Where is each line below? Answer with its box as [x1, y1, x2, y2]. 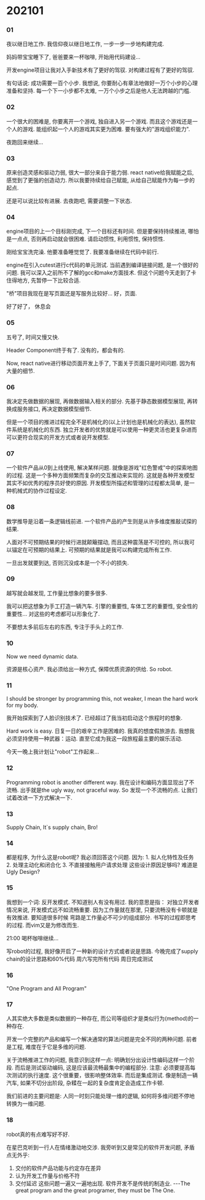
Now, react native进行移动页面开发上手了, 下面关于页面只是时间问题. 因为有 [6, 359, 196, 367]
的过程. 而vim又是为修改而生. [6, 921, 80, 929]
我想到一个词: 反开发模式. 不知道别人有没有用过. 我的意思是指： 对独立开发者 [6, 898, 199, 906]
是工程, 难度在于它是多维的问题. [6, 1043, 87, 1051]
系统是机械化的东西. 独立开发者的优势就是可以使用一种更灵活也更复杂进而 [11, 426, 197, 433]
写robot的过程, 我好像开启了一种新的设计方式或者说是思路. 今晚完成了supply [6, 947, 199, 955]
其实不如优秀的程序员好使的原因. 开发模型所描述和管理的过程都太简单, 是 [6, 480, 190, 487]
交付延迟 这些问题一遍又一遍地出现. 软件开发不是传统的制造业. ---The [15, 1180, 191, 1187]
